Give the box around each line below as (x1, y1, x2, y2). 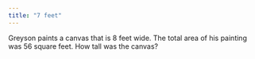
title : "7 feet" (8, 11, 62, 20)
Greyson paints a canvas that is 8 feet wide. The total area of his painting (8, 33, 248, 42)
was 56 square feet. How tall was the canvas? (8, 41, 159, 51)
